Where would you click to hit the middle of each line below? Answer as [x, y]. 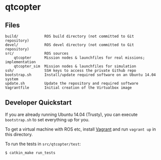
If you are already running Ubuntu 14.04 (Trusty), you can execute [71, 114]
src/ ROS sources [37, 53]
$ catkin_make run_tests [30, 153]
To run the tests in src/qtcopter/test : [43, 144]
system [12, 79]
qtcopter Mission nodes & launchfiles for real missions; [80, 58]
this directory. [19, 134]
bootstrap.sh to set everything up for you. [47, 119]
